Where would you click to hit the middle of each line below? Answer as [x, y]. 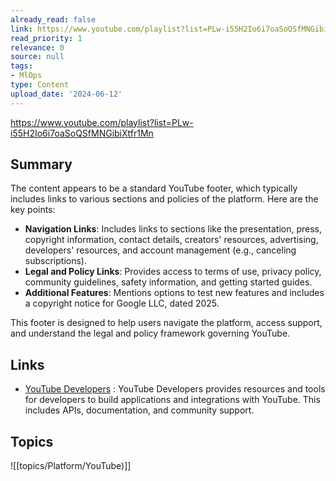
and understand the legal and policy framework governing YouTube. [150, 333]
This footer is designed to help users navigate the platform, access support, [166, 323]
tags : [21, 66]
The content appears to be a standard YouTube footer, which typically [154, 188]
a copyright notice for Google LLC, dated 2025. [122, 303]
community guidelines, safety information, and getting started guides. [168, 282]
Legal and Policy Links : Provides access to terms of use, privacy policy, [173, 272]
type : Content [40, 85]
